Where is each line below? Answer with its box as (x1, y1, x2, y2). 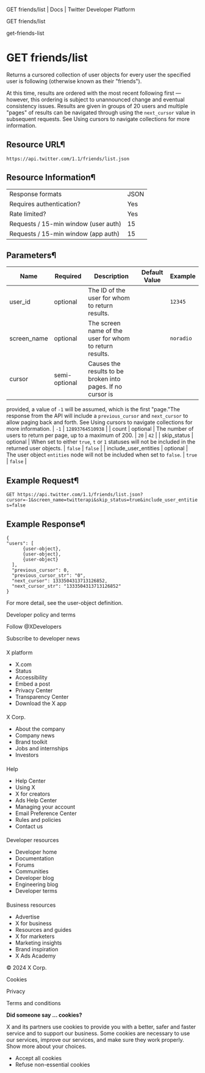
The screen (88, 319, 121, 328)
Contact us (15, 822, 43, 830)
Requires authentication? (9, 199, 81, 208)
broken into (88, 375, 121, 383)
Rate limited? (9, 210, 46, 218)
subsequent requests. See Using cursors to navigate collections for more (6, 115, 190, 122)
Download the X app (15, 700, 67, 707)
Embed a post (15, 680, 51, 687)
